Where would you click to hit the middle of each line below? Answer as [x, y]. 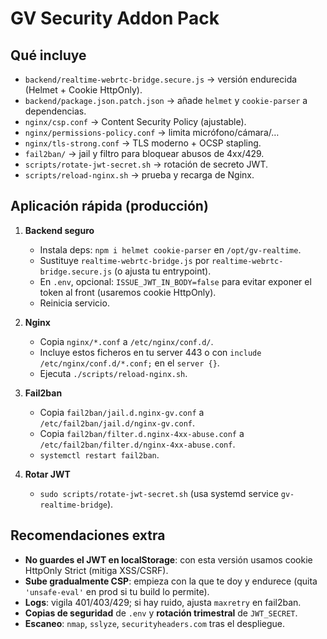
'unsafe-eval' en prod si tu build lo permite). [117, 591]
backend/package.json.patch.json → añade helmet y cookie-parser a [166, 100]
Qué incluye [48, 55]
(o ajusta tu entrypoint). [163, 271]
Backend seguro [59, 230]
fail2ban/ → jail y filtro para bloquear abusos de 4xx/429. [144, 153]
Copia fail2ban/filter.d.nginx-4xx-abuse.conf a [142, 433]
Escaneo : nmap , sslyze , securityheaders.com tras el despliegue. [155, 623]
